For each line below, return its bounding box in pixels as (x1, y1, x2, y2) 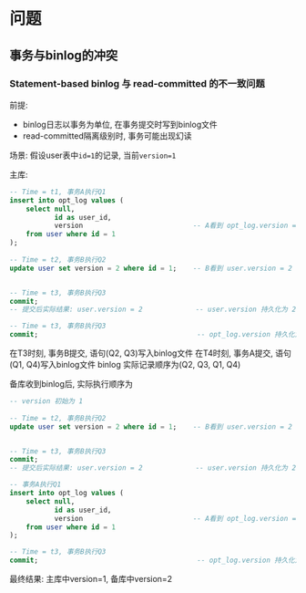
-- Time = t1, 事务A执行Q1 (9, 187, 107, 196)
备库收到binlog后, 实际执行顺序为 (9, 379, 134, 389)
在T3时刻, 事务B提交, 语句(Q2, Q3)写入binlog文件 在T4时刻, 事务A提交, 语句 (9, 348, 291, 359)
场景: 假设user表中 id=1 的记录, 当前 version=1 (9, 150, 177, 161)
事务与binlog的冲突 (9, 47, 118, 63)
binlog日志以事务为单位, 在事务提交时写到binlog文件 (22, 119, 218, 130)
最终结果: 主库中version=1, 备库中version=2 (9, 574, 173, 584)
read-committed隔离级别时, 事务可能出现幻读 (22, 130, 193, 141)
